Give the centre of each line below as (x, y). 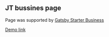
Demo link (15, 30)
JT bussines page (33, 8)
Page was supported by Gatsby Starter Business (54, 20)
